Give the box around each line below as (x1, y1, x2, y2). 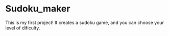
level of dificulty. (5, 24, 40, 30)
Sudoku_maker (5, 3, 70, 14)
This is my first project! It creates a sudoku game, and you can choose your (5, 19, 164, 25)
